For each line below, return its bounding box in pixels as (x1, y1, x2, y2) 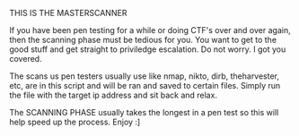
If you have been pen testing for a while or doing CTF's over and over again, (9, 25, 291, 35)
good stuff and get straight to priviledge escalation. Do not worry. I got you (9, 44, 286, 55)
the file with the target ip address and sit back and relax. (9, 89, 218, 100)
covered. (9, 54, 42, 64)
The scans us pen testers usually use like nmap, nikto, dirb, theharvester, (9, 71, 280, 81)
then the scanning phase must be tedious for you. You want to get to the (9, 35, 277, 45)
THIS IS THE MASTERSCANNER (9, 8, 128, 18)
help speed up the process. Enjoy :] (9, 116, 141, 127)
